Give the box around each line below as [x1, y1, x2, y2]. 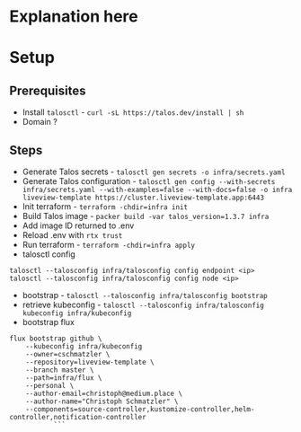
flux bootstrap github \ [9, 334, 102, 343]
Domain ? [22, 117, 58, 128]
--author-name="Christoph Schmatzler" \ [25, 397, 179, 406]
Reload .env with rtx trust [22, 230, 123, 240]
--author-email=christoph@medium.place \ [25, 389, 182, 398]
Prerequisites [9, 83, 86, 98]
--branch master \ [25, 366, 94, 375]
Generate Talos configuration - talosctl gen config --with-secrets [22, 176, 276, 186]
